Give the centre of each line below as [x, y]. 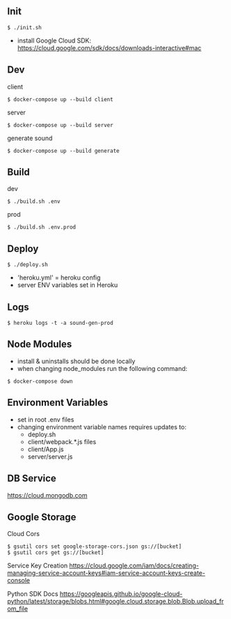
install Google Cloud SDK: [54, 40]
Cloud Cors [24, 534]
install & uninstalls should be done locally [76, 361]
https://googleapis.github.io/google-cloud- [121, 594]
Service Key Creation [38, 566]
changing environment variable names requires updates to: [102, 427]
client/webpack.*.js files [62, 441]
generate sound [30, 138]
